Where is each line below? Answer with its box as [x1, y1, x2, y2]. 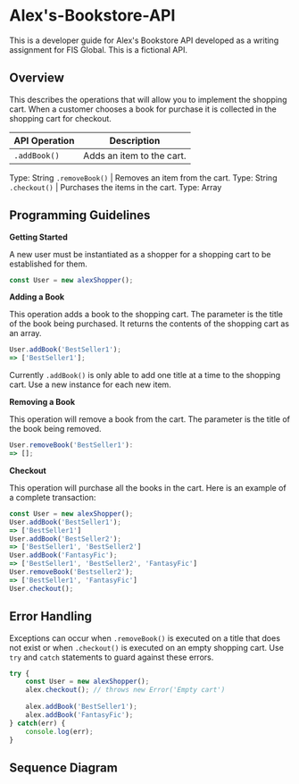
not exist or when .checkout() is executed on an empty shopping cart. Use [9, 642, 284, 653]
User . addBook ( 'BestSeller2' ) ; [9, 534, 122, 544]
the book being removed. [9, 424, 102, 434]
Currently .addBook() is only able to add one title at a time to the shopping [9, 370, 281, 381]
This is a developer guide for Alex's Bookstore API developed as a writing [9, 35, 279, 46]
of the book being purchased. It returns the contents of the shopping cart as [9, 318, 290, 329]
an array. [9, 328, 42, 339]
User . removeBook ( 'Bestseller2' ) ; [9, 568, 134, 577]
